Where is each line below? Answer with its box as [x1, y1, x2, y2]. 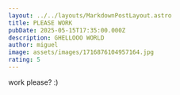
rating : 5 [8, 56, 41, 64]
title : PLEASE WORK [8, 19, 73, 27]
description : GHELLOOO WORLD [8, 33, 105, 42]
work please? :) [8, 77, 59, 87]
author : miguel [8, 41, 59, 49]
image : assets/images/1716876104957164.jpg [8, 48, 155, 56]
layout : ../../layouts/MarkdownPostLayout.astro [8, 11, 172, 20]
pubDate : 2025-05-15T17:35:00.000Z [8, 26, 126, 34]
